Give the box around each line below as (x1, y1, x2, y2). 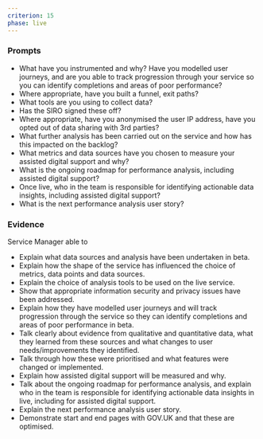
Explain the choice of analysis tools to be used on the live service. (18, 278, 235, 288)
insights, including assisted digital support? (18, 190, 161, 200)
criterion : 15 (7, 11, 55, 20)
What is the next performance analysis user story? (18, 198, 184, 208)
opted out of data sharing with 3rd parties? (18, 123, 160, 132)
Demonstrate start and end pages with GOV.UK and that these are (18, 414, 235, 423)
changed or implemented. (18, 363, 104, 372)
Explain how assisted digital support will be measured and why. (18, 371, 227, 381)
